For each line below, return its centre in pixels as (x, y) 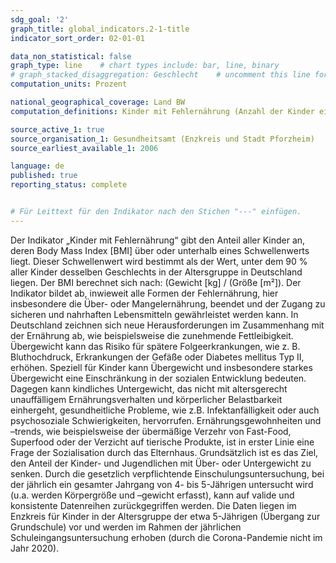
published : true (44, 176)
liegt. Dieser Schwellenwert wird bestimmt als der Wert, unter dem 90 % (159, 261)
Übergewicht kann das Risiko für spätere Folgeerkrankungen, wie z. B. (155, 346)
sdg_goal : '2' (40, 19)
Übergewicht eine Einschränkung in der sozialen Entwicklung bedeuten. (158, 378)
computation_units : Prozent (69, 84)
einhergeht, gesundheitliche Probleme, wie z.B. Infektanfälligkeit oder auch (165, 410)
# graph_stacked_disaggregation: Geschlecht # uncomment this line (160, 75)
